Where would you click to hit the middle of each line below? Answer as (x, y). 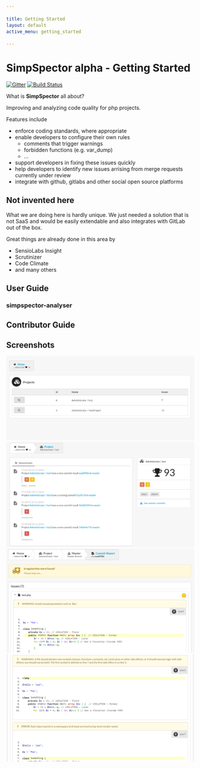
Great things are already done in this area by (61, 239)
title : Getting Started (36, 19)
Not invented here (40, 200)
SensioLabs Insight (38, 250)
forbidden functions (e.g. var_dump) (68, 150)
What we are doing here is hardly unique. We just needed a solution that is (98, 214)
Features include (27, 119)
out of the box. (24, 228)
